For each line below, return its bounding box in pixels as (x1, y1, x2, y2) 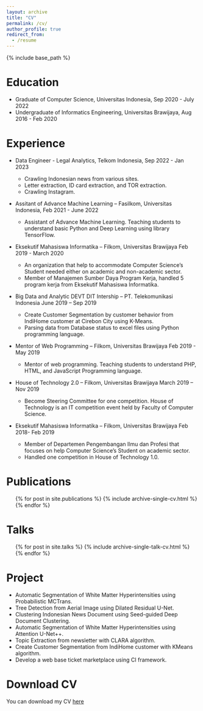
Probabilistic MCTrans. (15, 597, 73, 605)
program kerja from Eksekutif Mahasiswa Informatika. (24, 280, 159, 288)
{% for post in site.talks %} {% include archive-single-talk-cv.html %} (15, 543, 190, 550)
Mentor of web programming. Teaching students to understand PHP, (24, 360, 196, 368)
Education (6, 76, 59, 89)
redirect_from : (6, 32, 45, 38)
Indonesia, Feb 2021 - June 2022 (15, 206, 99, 214)
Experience (6, 137, 65, 150)
